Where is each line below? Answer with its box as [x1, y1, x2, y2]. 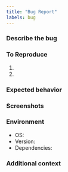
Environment [6, 118, 45, 126]
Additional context [6, 159, 61, 167]
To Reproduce [6, 51, 48, 59]
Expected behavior [6, 85, 63, 94]
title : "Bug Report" [6, 8, 58, 15]
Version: [14, 138, 36, 145]
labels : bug [6, 14, 36, 20]
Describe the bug [6, 34, 58, 43]
